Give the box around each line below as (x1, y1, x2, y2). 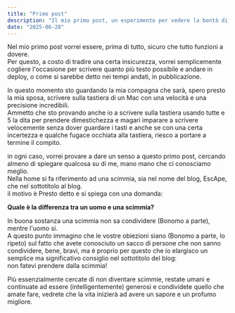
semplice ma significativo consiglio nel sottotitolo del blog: (7, 254, 177, 262)
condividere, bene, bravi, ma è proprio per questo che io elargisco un (7, 247, 208, 255)
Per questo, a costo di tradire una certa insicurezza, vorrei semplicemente (7, 58, 222, 66)
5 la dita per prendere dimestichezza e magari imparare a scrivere (7, 116, 198, 124)
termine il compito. (7, 139, 62, 147)
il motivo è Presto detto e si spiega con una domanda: (7, 189, 163, 198)
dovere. (7, 50, 30, 58)
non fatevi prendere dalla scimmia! (7, 262, 108, 270)
